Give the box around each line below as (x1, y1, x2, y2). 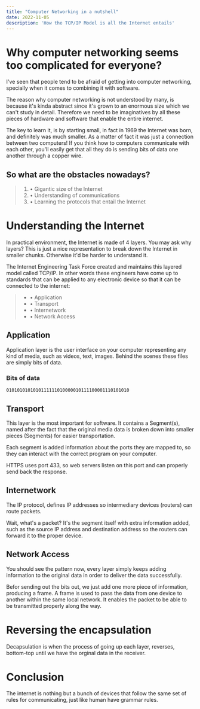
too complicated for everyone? (6, 58, 162, 72)
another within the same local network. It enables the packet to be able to (6, 596, 187, 603)
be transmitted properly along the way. (6, 602, 101, 609)
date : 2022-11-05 (6, 14, 50, 20)
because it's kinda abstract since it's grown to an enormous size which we (6, 102, 190, 109)
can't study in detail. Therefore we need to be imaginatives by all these (6, 109, 181, 116)
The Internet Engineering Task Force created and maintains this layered (6, 263, 182, 270)
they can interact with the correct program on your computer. (6, 450, 157, 457)
